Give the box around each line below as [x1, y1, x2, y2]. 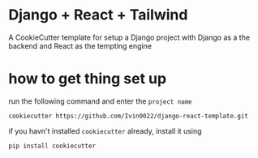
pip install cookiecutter [8, 142, 96, 150]
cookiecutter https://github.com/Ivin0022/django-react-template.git [8, 112, 249, 120]
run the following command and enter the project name [8, 96, 192, 106]
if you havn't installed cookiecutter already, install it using [8, 126, 202, 135]
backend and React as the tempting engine [8, 41, 153, 50]
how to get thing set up [8, 70, 167, 88]
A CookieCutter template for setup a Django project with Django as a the [8, 32, 250, 42]
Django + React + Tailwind [8, 6, 188, 24]
